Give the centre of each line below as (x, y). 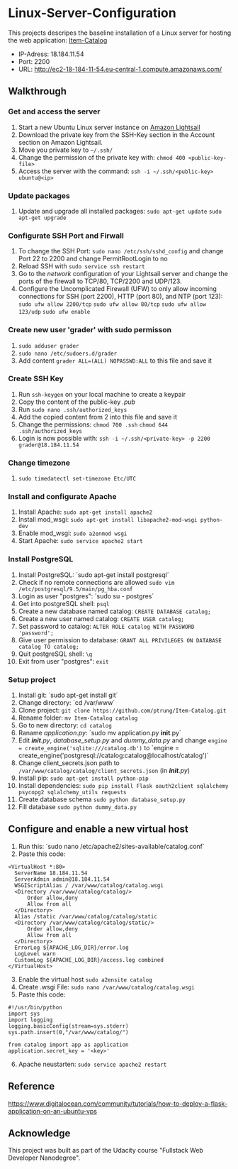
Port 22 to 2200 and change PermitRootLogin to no (93, 259)
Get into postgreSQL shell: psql (64, 603)
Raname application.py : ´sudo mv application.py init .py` (100, 733)
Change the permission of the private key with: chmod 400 (102, 157)
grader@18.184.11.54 (49, 445)
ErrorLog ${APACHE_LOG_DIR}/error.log (72, 948)
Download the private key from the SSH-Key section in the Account (117, 135)
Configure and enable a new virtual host (98, 829)
